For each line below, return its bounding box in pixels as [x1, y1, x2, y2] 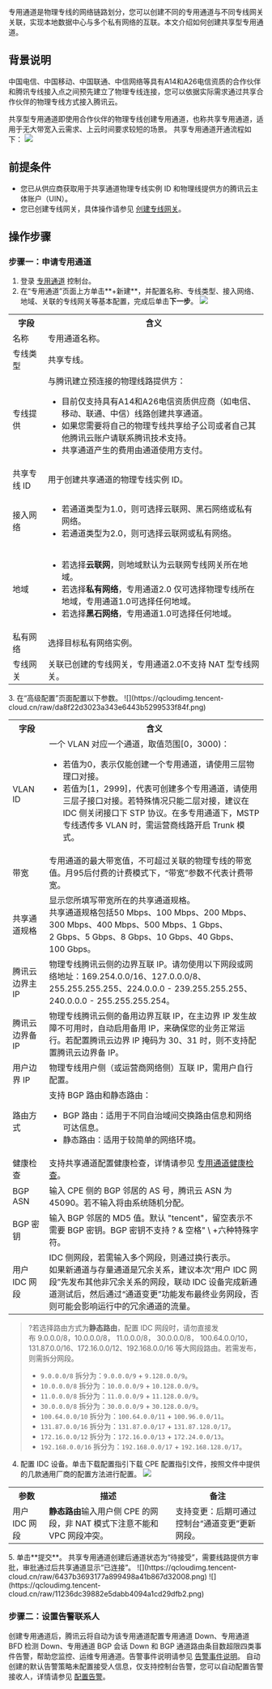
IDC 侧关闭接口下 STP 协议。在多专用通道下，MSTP [62, 807, 260, 819]
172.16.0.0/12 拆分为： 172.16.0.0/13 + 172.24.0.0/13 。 [40, 1432, 228, 1441]
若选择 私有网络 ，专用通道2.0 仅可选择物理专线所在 [62, 584, 255, 595]
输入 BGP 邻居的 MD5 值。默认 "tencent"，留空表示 [49, 1212, 245, 1224]
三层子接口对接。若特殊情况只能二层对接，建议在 [62, 795, 249, 806]
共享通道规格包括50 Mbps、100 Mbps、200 [49, 907, 220, 918]
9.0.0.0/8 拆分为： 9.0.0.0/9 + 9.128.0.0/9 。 [40, 1371, 193, 1380]
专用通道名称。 [47, 333, 105, 344]
